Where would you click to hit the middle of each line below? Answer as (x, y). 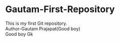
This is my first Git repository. (36, 23)
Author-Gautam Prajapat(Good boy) (43, 28)
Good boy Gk (19, 34)
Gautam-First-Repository (60, 9)
